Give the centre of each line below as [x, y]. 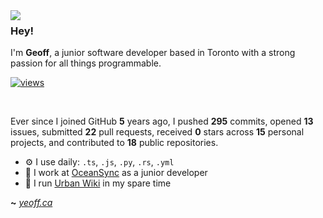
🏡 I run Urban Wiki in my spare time [98, 183]
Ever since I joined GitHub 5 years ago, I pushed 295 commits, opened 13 [162, 121]
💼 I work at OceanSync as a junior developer [116, 173]
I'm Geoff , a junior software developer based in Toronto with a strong [153, 53]
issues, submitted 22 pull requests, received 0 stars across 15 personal [157, 132]
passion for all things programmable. [86, 63]
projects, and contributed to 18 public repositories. [114, 143]
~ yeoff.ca [31, 203]
